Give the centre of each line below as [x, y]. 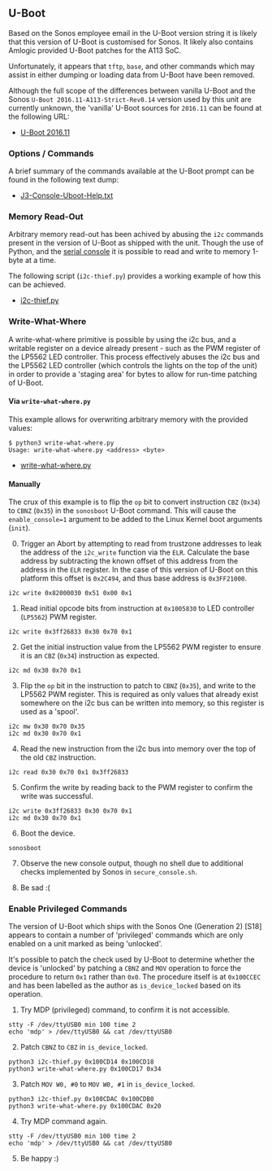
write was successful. [56, 796]
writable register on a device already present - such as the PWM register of [135, 348]
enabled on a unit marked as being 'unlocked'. [86, 944]
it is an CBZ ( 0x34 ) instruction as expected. [90, 656]
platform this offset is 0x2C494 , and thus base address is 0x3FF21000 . [134, 578]
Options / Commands [51, 153]
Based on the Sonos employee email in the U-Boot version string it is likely [133, 33]
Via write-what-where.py [50, 401]
